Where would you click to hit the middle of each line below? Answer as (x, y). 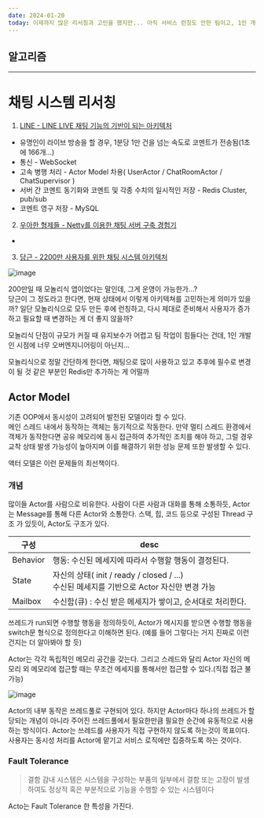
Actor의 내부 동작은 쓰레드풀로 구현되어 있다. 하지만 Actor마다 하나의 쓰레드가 (127, 711)
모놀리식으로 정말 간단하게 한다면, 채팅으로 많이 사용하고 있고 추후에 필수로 (123, 362)
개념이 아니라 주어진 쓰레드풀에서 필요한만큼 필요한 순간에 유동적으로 (134, 720)
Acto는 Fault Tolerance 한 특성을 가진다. (71, 806)
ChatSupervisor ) (47, 181)
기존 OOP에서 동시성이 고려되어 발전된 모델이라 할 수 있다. (97, 417)
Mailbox (27, 601)
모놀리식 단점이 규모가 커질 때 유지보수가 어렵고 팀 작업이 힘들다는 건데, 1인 (123, 335)
